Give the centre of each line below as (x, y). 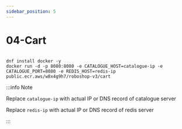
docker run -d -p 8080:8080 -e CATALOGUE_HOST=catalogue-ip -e (85, 66)
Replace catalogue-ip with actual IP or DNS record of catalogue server (91, 98)
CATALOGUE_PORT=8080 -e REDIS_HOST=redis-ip (61, 71)
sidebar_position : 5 (31, 11)
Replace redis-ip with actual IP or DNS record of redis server (80, 110)
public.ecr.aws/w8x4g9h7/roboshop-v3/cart (58, 76)
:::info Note (20, 87)
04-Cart (26, 40)
